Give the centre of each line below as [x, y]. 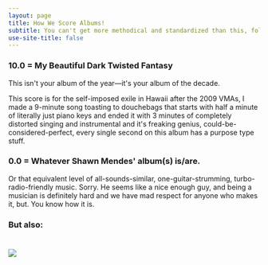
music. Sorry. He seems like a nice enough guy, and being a [154, 187]
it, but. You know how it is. [51, 204]
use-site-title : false [46, 38]
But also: [26, 224]
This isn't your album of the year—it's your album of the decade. [114, 83]
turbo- [244, 178]
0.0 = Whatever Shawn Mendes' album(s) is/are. [104, 162]
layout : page [30, 16]
